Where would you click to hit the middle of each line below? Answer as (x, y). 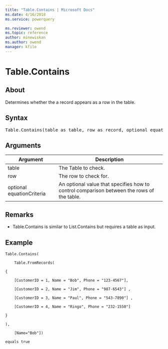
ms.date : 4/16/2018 (25, 15)
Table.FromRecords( (34, 263)
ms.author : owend (23, 42)
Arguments (23, 145)
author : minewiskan (25, 38)
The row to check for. (83, 176)
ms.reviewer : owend (25, 28)
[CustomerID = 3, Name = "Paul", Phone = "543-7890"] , (74, 298)
